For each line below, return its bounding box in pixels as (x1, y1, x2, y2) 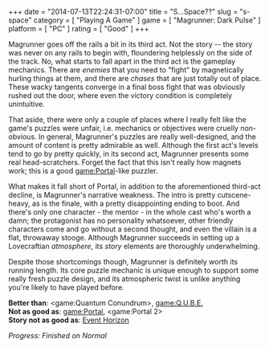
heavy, (8, 199, 31, 208)
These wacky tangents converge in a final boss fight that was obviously (8, 82, 246, 92)
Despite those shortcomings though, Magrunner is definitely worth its (8, 257, 238, 266)
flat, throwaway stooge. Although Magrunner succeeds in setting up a (8, 233, 239, 242)
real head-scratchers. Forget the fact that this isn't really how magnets (8, 158, 242, 167)
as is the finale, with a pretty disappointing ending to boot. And (31, 199, 240, 208)
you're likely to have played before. (8, 283, 124, 292)
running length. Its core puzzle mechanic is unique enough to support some (8, 265, 259, 275)
